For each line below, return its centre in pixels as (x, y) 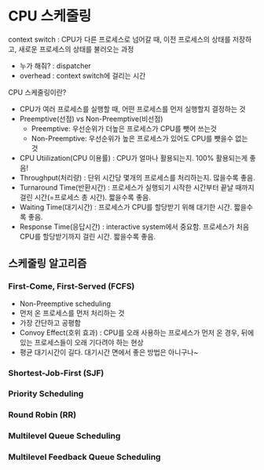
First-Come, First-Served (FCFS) (71, 286)
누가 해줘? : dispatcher (55, 66)
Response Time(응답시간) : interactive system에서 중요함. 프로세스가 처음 (134, 226)
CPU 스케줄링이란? (37, 92)
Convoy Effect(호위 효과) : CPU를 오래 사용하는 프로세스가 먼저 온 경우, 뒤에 (137, 332)
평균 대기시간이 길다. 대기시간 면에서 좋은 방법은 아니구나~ (109, 352)
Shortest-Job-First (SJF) (56, 373)
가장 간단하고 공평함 (50, 322)
